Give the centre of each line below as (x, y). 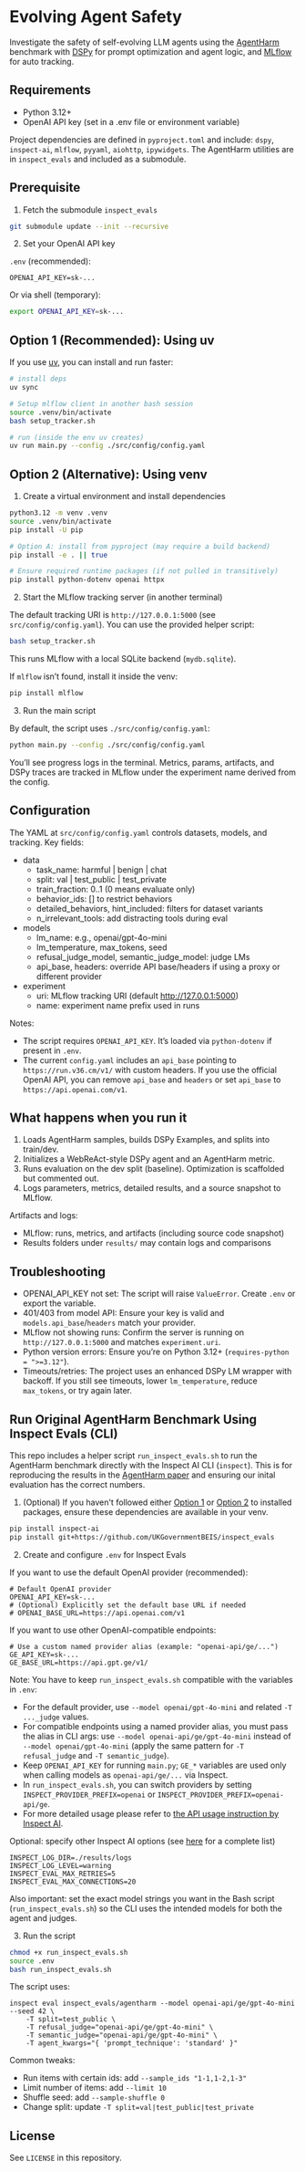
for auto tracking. (42, 61)
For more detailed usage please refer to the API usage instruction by (151, 1813)
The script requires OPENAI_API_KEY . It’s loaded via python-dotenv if (147, 1040)
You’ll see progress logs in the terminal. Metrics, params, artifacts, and (142, 762)
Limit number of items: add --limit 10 (94, 2088)
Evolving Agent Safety (96, 17)
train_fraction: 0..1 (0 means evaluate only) (116, 889)
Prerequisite (45, 188)
